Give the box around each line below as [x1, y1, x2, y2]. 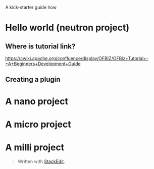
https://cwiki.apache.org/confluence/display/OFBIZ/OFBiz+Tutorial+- [5, 55, 149, 61]
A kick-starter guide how [5, 5, 57, 10]
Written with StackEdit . [17, 158, 66, 164]
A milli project [5, 141, 65, 153]
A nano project [5, 95, 68, 107]
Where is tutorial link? [5, 42, 76, 50]
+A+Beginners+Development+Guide [5, 61, 81, 67]
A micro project [5, 119, 72, 130]
